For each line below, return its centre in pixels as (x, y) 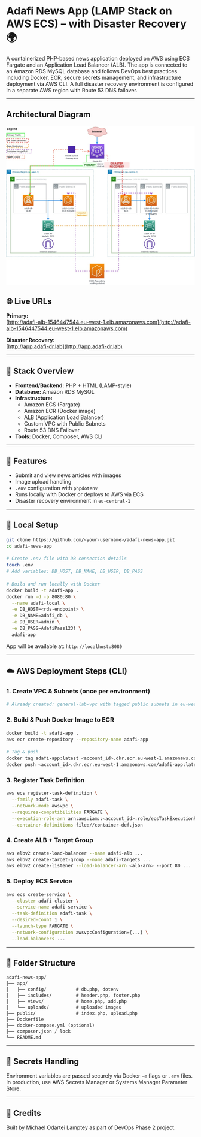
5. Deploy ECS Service (39, 881)
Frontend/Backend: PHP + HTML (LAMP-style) (73, 385)
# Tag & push (22, 752)
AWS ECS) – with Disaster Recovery (97, 24)
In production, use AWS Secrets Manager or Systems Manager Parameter (97, 1082)
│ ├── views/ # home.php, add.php (67, 1002)
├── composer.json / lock (38, 1032)
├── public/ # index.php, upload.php (72, 1014)
